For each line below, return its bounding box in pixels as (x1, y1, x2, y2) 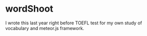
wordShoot (5, 3, 54, 15)
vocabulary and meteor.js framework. (5, 25, 85, 31)
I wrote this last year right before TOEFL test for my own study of (5, 20, 142, 26)
